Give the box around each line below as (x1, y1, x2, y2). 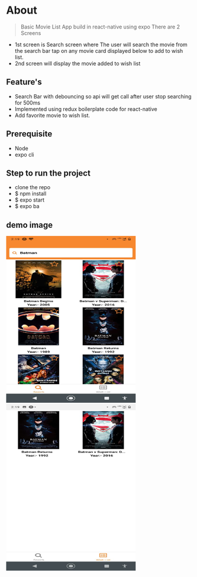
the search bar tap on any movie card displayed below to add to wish (14, 47, 183, 54)
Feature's (6, 77, 43, 87)
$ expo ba (14, 203, 40, 210)
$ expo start (14, 196, 45, 203)
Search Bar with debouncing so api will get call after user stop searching (14, 93, 192, 100)
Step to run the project (6, 168, 91, 178)
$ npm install (14, 190, 47, 197)
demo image (6, 220, 53, 230)
